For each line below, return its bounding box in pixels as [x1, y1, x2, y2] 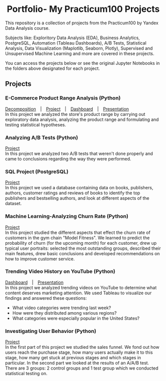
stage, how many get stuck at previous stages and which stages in [5, 355, 141, 361]
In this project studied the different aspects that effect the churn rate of [5, 229, 151, 235]
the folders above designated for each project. [5, 65, 100, 71]
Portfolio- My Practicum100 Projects [6, 3, 160, 15]
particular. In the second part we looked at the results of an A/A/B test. [5, 360, 150, 366]
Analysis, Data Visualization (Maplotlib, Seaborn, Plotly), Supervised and [5, 45, 153, 51]
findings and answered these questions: [5, 295, 87, 301]
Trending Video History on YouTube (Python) [5, 268, 115, 275]
